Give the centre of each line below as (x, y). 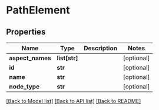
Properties (26, 32)
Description (100, 48)
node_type (24, 87)
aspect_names (30, 58)
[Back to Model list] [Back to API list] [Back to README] (74, 101)
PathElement (38, 10)
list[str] (67, 58)
